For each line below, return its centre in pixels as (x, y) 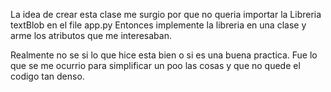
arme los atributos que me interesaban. (91, 35)
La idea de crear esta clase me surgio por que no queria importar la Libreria (166, 14)
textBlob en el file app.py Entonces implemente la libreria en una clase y (158, 25)
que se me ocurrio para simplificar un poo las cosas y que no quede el (155, 65)
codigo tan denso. (47, 76)
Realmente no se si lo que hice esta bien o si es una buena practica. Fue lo (164, 55)
